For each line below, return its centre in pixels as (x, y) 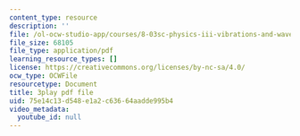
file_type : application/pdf (62, 51)
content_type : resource (54, 17)
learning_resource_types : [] (63, 59)
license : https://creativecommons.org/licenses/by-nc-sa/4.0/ (127, 68)
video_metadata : (39, 109)
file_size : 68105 (42, 42)
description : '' (39, 26)
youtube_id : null (50, 117)
